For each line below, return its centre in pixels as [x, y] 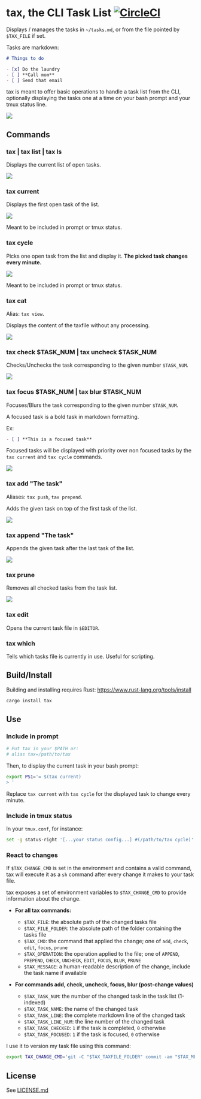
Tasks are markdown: [33, 47]
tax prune [21, 575]
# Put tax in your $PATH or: [42, 749]
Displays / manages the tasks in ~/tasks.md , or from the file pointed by [93, 29]
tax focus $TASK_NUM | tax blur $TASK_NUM [74, 392]
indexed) [35, 1003]
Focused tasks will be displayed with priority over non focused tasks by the [99, 451]
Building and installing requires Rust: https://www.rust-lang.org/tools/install [99, 690]
